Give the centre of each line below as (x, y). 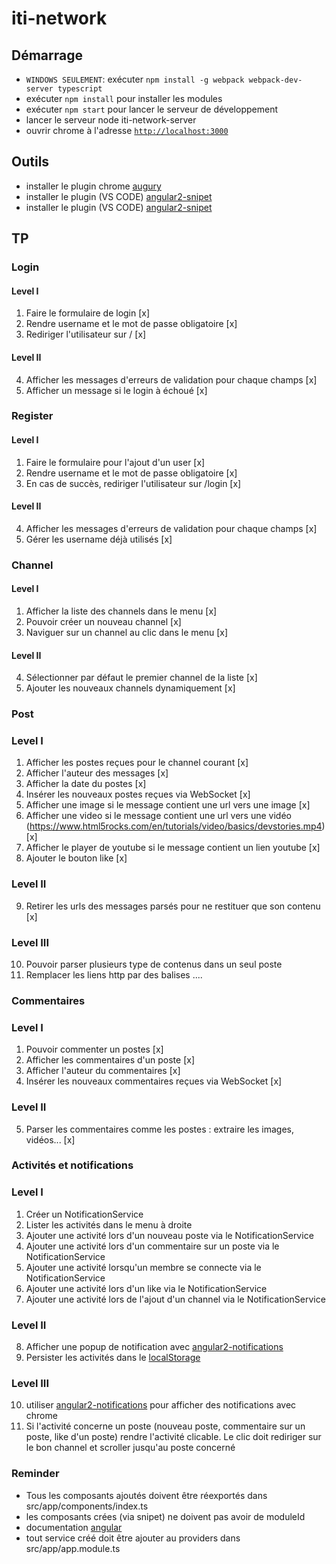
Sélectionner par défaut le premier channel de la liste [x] (141, 678)
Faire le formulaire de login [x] (88, 313)
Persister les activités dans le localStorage (113, 1358)
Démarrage (47, 55)
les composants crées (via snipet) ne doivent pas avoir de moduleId (165, 1516)
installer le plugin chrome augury (93, 186)
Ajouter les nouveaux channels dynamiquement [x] (130, 688)
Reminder (35, 1474)
